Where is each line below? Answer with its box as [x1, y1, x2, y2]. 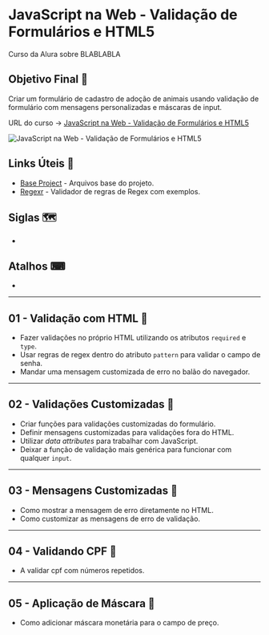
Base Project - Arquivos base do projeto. [19, 178, 155, 188]
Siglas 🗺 [8, 210, 58, 224]
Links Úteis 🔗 [8, 157, 74, 170]
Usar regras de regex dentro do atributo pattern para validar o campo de [19, 350, 261, 359]
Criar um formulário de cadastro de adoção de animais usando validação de [8, 94, 259, 104]
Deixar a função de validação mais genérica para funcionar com [19, 444, 232, 454]
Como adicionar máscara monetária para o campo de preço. [19, 618, 219, 628]
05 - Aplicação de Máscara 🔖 [8, 596, 155, 610]
